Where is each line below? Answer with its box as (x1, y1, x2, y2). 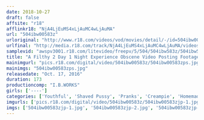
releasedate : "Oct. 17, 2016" (6, 71, 83, 77)
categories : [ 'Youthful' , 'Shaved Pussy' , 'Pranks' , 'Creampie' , (6, 93, 175, 99)
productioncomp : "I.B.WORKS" (6, 82, 80, 88)
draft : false (6, 15, 39, 21)
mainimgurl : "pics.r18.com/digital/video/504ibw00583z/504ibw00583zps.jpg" (6, 59, 202, 65)
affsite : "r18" (6, 20, 45, 26)
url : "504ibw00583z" (6, 32, 59, 38)
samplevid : (6, 48, 34, 55)
